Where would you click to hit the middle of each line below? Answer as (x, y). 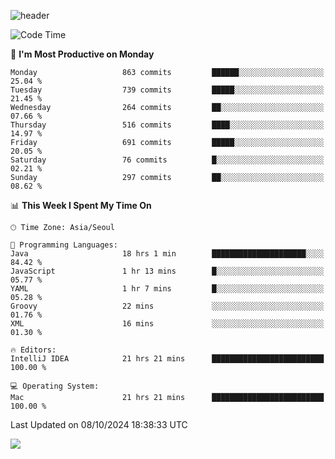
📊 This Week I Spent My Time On (81, 205)
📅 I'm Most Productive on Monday (82, 54)
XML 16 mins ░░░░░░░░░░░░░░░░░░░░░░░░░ (167, 324)
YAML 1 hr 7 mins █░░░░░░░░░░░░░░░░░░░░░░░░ (167, 289)
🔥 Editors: (33, 350)
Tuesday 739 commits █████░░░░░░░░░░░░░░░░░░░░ (167, 90)
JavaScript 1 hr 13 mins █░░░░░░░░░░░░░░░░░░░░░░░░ (167, 271)
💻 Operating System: (55, 386)
